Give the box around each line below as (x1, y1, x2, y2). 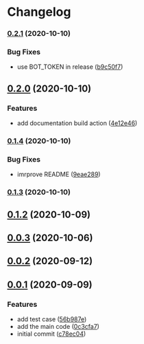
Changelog (7, 4, 71, 20)
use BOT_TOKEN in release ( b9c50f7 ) (16, 63, 123, 71)
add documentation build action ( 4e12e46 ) (16, 119, 138, 127)
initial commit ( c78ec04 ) (16, 330, 86, 338)
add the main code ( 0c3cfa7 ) (16, 323, 99, 331)
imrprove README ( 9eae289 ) (16, 170, 101, 179)
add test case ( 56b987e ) (16, 315, 87, 323)
